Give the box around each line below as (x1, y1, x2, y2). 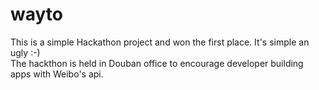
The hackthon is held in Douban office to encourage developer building (10, 57, 304, 69)
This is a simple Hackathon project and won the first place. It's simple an (10, 36, 310, 48)
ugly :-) (10, 46, 41, 58)
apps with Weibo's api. (10, 68, 104, 80)
